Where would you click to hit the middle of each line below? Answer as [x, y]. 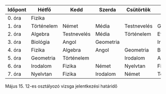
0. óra [14, 18]
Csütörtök [138, 10]
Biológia [41, 42]
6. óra [14, 66]
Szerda [107, 10]
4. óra [14, 50]
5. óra [14, 58]
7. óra [14, 74]
